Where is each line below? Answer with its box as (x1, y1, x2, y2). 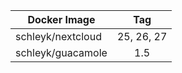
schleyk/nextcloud (15, 30, 102, 43)
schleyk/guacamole (15, 46, 108, 59)
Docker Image (27, 13, 96, 26)
